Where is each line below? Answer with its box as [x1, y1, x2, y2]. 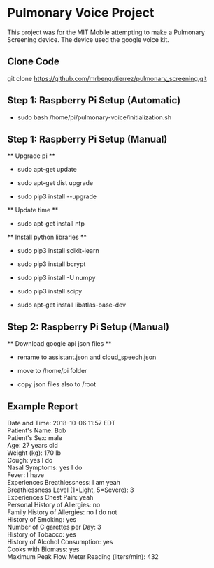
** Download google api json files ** [7, 340, 112, 348]
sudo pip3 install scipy [17, 287, 83, 296]
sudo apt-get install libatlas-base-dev [17, 300, 126, 309]
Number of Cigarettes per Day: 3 [7, 523, 101, 531]
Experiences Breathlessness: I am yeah [7, 479, 121, 486]
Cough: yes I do [7, 456, 53, 464]
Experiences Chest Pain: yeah [7, 493, 94, 501]
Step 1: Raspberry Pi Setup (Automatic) [7, 94, 181, 106]
